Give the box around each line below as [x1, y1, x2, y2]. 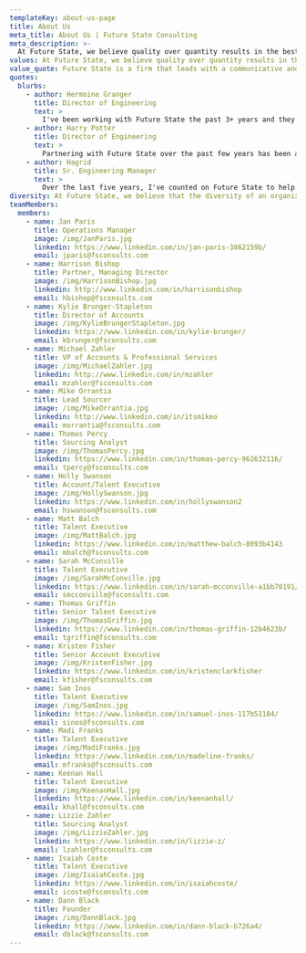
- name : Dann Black [25, 895, 100, 905]
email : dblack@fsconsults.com [33, 930, 148, 939]
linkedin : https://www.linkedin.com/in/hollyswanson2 [33, 497, 243, 507]
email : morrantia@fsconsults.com [33, 421, 161, 430]
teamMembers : [9, 200, 59, 210]
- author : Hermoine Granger [25, 89, 132, 99]
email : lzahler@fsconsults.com [33, 845, 153, 854]
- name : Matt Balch [25, 514, 100, 523]
